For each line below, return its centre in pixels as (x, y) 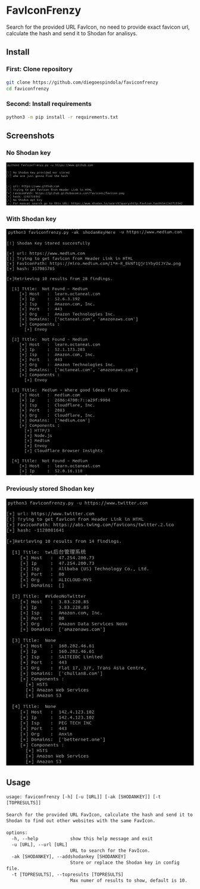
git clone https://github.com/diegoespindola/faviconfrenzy (82, 82)
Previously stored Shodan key (50, 489)
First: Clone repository (40, 69)
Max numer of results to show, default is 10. (129, 881)
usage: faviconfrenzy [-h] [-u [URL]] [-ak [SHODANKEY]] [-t (84, 797)
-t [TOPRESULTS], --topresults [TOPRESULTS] (68, 875)
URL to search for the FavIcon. (110, 851)
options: (17, 833)
